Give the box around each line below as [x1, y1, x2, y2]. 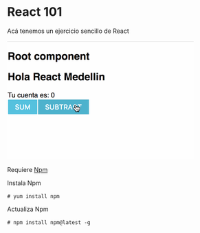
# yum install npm [7, 193, 60, 199]
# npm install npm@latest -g [7, 219, 91, 226]
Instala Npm [7, 179, 41, 187]
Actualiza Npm [7, 205, 49, 213]
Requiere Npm [7, 165, 48, 173]
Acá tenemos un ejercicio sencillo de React [7, 27, 129, 35]
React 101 [7, 4, 63, 20]
